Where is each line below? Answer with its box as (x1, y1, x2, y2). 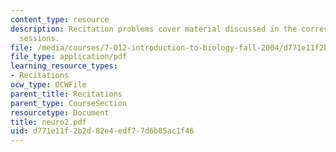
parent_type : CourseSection (10, 98, 128, 108)
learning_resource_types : (10, 61, 118, 71)
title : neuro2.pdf (10, 117, 87, 127)
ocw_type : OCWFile (10, 80, 87, 90)
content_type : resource (10, 14, 110, 25)
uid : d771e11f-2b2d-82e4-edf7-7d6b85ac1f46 (10, 126, 195, 136)
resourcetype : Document (10, 107, 110, 118)
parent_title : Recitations (10, 89, 123, 99)
